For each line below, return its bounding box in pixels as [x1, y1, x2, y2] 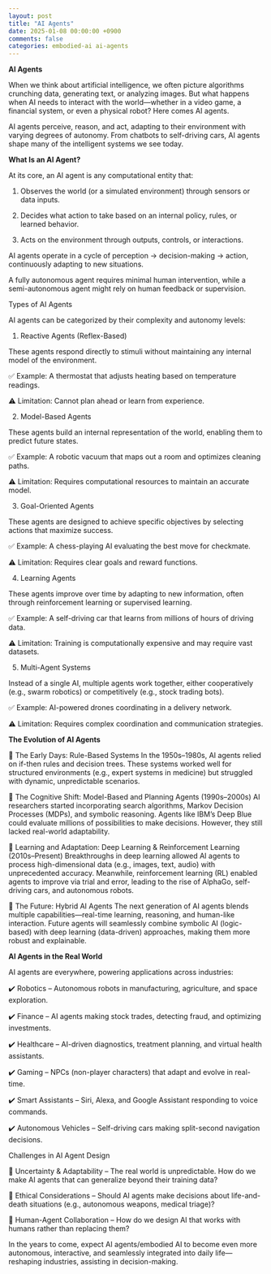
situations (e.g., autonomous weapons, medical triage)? [29, 1199, 215, 1209]
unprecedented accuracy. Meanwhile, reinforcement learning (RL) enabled [8, 869, 258, 878]
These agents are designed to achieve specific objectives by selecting [8, 517, 244, 526]
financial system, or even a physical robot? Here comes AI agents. [8, 106, 230, 116]
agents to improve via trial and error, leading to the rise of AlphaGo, [8, 877, 234, 886]
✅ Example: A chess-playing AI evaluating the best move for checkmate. [8, 541, 252, 551]
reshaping [8, 1257, 42, 1267]
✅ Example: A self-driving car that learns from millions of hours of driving [8, 613, 254, 623]
